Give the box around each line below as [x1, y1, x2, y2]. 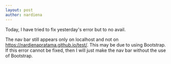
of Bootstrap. [5, 52, 33, 59]
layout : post [5, 7, 33, 13]
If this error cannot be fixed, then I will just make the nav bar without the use [5, 47, 166, 53]
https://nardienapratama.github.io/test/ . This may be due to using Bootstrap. [5, 41, 166, 48]
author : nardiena [5, 12, 42, 17]
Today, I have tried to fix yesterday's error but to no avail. [5, 26, 126, 32]
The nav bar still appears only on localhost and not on [5, 36, 119, 42]
